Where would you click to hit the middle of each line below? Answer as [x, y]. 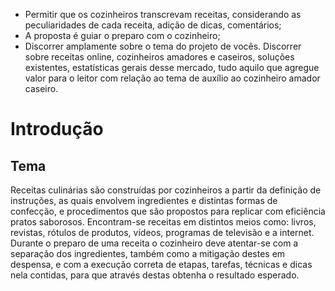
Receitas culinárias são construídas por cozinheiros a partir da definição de [166, 190]
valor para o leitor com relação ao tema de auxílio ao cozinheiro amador [172, 78]
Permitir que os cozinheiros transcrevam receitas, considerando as [163, 14]
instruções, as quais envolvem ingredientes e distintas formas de [144, 200]
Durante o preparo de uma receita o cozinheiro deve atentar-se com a [154, 243]
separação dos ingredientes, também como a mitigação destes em [148, 253]
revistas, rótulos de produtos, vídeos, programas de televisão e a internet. [162, 232]
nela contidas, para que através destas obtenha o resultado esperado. [155, 275]
